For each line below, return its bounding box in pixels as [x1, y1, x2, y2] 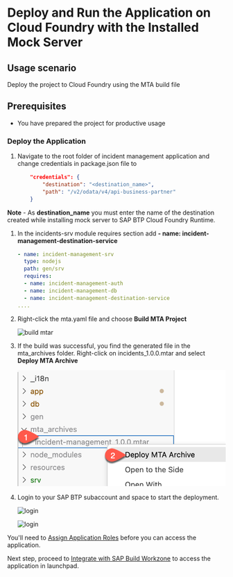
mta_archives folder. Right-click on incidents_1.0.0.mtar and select [17, 349, 206, 357]
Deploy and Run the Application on [7, 5, 212, 21]
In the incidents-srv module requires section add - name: [17, 229, 182, 237]
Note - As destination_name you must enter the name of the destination [7, 208, 215, 217]
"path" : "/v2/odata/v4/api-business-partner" [42, 188, 176, 195]
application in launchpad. [7, 561, 80, 570]
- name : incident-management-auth [24, 280, 123, 287]
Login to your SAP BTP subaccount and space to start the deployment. [17, 493, 220, 501]
